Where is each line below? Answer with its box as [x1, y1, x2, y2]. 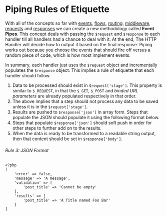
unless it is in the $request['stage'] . [12, 103, 88, 110]
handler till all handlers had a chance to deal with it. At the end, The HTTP [5, 36, 157, 42]
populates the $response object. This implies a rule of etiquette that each [5, 67, 154, 73]
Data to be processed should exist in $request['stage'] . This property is [12, 82, 162, 88]
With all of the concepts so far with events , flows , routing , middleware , [5, 20, 151, 26]
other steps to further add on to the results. [12, 125, 101, 131]
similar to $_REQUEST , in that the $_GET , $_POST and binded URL [12, 87, 138, 93]
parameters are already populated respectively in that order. [12, 93, 136, 99]
